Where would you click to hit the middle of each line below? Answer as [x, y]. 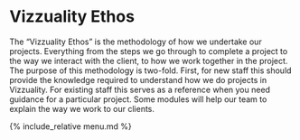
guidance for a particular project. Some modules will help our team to [138, 99]
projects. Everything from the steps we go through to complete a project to [149, 51]
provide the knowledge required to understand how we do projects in [138, 79]
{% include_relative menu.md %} [71, 126]
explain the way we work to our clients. [82, 108]
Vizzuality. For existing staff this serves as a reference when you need [140, 89]
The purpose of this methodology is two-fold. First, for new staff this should [150, 70]
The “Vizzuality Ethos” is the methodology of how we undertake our [136, 42]
